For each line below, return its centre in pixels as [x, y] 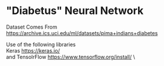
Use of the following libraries [41, 44]
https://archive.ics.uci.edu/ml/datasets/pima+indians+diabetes [82, 33]
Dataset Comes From [32, 27]
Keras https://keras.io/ [33, 50]
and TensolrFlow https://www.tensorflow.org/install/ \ [71, 57]
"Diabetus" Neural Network [75, 11]
